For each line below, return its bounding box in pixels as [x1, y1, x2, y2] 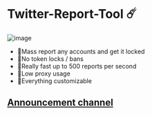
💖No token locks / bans [17, 54, 84, 63]
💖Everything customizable [17, 76, 92, 85]
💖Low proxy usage [17, 69, 70, 78]
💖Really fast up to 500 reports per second [17, 62, 137, 70]
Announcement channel [7, 97, 114, 109]
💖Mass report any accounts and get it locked [17, 47, 145, 55]
